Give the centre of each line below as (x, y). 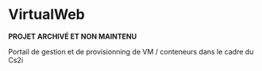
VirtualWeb (46, 15)
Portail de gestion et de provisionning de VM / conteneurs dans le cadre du (131, 51)
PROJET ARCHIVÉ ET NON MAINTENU (73, 36)
